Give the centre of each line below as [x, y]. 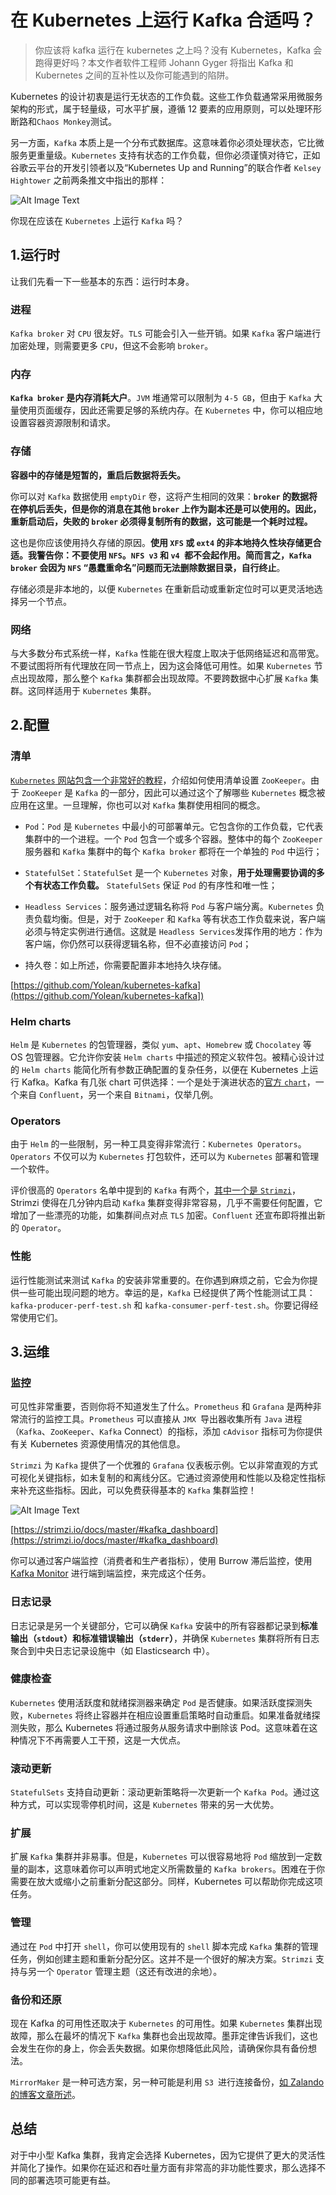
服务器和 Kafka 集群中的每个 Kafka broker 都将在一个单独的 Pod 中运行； [173, 851]
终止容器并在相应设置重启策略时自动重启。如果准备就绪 [197, 1715]
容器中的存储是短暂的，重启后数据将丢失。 [98, 475]
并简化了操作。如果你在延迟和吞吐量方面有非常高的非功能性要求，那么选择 [163, 2167]
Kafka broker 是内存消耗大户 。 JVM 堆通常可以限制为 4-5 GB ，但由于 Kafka [161, 398]
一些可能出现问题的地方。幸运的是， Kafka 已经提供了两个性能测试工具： [167, 1292]
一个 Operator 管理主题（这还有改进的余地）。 [129, 1971]
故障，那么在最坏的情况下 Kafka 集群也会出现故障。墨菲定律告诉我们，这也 [164, 2035]
